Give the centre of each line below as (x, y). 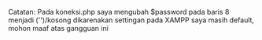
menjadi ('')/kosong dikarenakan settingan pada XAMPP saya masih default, (131, 20)
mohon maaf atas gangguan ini (58, 28)
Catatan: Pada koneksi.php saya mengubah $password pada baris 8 (119, 12)
